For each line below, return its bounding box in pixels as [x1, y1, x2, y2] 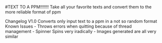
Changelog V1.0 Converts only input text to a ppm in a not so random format [5, 19, 158, 24]
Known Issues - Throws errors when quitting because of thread [5, 23, 132, 29]
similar [5, 33, 18, 39]
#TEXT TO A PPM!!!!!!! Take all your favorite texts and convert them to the [5, 4, 152, 10]
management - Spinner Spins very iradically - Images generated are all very [5, 29, 157, 34]
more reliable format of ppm [5, 9, 61, 15]
